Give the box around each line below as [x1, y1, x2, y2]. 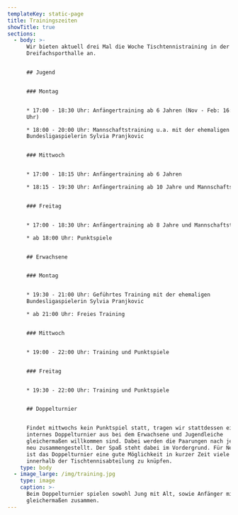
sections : [7, 30, 37, 38]
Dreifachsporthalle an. [25, 50, 97, 57]
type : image [20, 477, 55, 485]
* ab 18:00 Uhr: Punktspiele [25, 234, 113, 242]
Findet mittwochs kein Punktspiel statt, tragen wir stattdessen [25, 424, 223, 432]
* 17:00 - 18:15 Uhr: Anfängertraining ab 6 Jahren [25, 171, 182, 178]
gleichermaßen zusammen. [25, 497, 100, 504]
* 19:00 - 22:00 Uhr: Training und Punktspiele [25, 349, 170, 356]
